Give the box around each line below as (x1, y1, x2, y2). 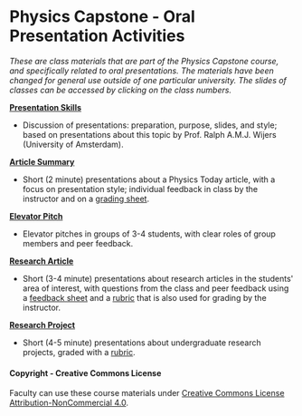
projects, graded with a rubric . (22, 346, 136, 357)
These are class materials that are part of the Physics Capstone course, (9, 55, 279, 66)
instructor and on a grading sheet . (22, 193, 150, 204)
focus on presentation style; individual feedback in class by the (22, 183, 259, 194)
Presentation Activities (9, 25, 185, 46)
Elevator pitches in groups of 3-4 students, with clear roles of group (22, 228, 276, 239)
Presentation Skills (9, 102, 82, 112)
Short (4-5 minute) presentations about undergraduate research (22, 337, 262, 348)
